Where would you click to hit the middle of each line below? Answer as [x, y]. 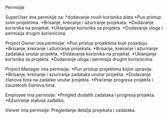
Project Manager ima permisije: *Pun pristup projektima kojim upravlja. [79, 69]
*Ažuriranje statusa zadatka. [35, 100]
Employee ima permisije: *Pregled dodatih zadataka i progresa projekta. [80, 95]
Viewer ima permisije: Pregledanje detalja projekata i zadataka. [71, 110]
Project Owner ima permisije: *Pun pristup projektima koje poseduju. [77, 43]
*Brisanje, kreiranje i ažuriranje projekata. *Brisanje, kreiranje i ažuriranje [81, 48]
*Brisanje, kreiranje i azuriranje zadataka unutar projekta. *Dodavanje [78, 74]
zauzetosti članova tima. [31, 85]
